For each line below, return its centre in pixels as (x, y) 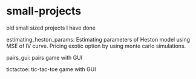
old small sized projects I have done (51, 28)
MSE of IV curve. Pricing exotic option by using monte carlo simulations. (96, 46)
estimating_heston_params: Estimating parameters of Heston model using (98, 39)
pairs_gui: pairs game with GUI (44, 57)
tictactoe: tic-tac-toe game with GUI (51, 69)
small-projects (44, 11)
